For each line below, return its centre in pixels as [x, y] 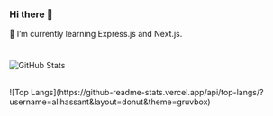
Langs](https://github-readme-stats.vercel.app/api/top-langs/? [147, 93]
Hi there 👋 [32, 14]
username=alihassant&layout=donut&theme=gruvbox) [110, 102]
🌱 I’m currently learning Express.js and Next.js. [96, 34]
